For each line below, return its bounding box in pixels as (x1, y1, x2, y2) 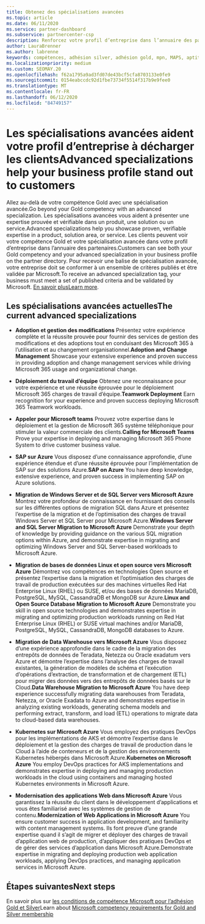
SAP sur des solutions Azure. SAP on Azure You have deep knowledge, (15, 466, 194, 474)
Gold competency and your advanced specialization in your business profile (6, 250, 198, 258)
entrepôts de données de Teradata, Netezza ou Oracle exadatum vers (15, 651, 191, 658)
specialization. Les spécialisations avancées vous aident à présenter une (6, 212, 189, 219)
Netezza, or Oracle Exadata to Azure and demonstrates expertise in (15, 697, 185, 704)
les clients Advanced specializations (6, 152, 193, 166)
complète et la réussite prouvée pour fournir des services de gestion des (15, 333, 198, 340)
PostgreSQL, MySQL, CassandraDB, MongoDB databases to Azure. (15, 627, 184, 634)
